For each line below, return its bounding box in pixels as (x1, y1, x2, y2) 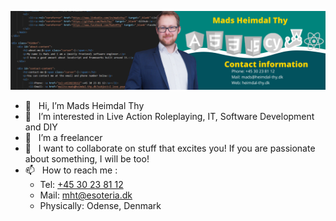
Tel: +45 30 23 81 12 (39, 179, 124, 190)
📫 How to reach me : (24, 164, 118, 176)
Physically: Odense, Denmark (39, 200, 162, 211)
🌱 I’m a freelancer (24, 132, 103, 143)
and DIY (24, 121, 58, 133)
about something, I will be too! (24, 153, 150, 165)
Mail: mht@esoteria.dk (39, 189, 133, 201)
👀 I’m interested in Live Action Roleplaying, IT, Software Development (24, 111, 315, 122)
